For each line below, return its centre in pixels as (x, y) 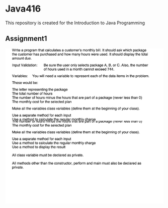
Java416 (23, 9)
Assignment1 (26, 39)
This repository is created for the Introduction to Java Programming (75, 23)
